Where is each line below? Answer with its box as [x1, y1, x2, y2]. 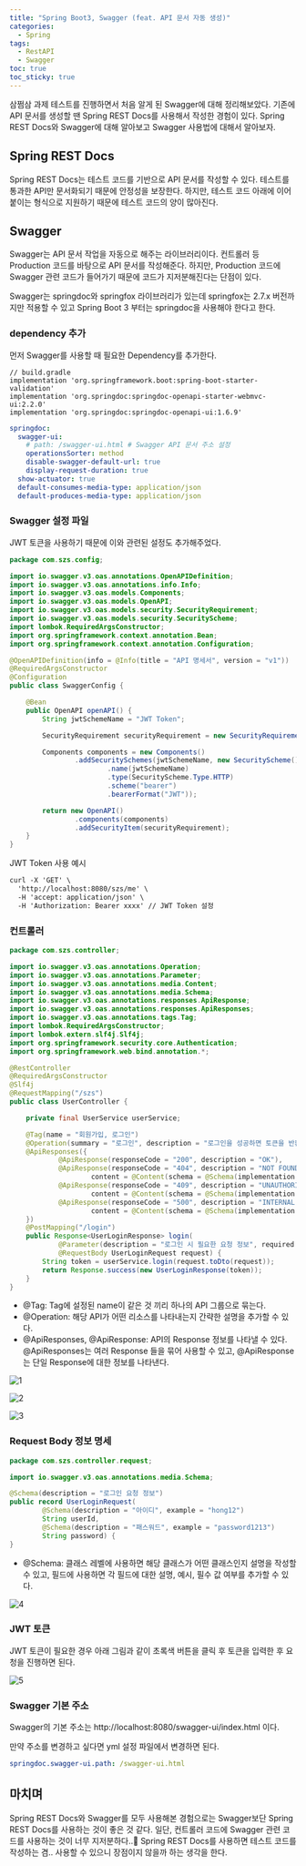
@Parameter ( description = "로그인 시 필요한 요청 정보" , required [57, 1240, 294, 1249]
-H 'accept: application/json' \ [17, 892, 145, 902]
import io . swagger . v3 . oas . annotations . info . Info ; [9, 580, 202, 589]
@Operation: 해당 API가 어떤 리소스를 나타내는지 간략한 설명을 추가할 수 [22, 1311, 280, 1322]
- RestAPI [17, 47, 55, 56]
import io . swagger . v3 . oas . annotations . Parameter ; [9, 971, 202, 980]
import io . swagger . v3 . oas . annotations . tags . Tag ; [9, 1013, 198, 1023]
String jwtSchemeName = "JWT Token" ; [42, 714, 185, 724]
